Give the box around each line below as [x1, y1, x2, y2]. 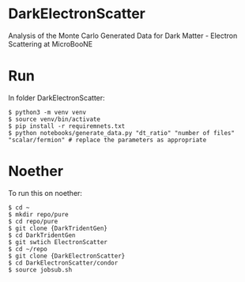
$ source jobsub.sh [8, 265, 73, 273]
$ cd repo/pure [8, 217, 58, 225]
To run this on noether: [8, 188, 83, 197]
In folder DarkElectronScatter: [8, 92, 105, 103]
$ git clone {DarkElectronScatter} [8, 252, 126, 260]
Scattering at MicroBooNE [8, 39, 93, 48]
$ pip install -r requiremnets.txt [8, 122, 126, 130]
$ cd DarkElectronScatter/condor [8, 258, 119, 267]
